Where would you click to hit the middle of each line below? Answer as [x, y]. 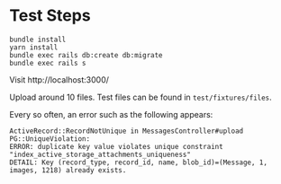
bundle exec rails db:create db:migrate [86, 55]
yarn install [34, 47]
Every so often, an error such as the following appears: [111, 114]
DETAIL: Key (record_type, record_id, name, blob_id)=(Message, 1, [139, 162]
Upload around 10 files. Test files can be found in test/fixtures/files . [140, 97]
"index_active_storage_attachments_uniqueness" [100, 154]
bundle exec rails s [48, 63]
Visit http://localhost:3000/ [59, 79]
